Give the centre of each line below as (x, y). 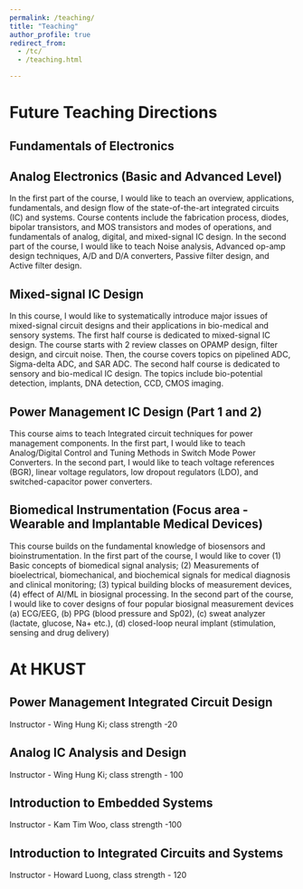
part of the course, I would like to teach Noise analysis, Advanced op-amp (148, 246)
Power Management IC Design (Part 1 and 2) (136, 411)
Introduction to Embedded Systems (111, 803)
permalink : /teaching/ (52, 18)
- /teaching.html (50, 60)
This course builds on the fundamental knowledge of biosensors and (137, 546)
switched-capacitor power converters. (81, 482)
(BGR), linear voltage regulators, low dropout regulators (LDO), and (134, 473)
